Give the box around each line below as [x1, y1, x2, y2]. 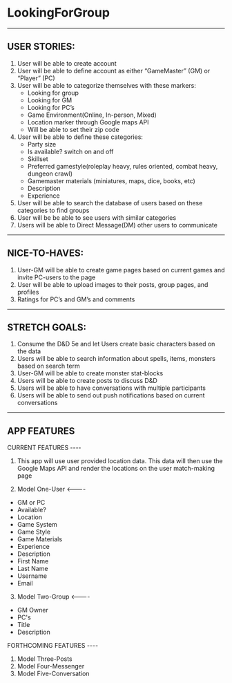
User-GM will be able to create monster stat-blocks [17, 369, 164, 377]
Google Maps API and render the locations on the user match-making [17, 465, 215, 473]
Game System [17, 521, 57, 529]
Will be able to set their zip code [27, 125, 119, 133]
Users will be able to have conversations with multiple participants [17, 384, 206, 392]
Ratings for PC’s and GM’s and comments [17, 295, 135, 303]
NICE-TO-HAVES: [7, 247, 84, 259]
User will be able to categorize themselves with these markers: [17, 81, 197, 89]
